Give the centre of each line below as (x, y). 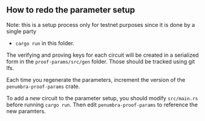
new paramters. (26, 111)
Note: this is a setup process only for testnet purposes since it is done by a (101, 24)
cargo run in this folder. (45, 43)
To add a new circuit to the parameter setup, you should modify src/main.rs (102, 98)
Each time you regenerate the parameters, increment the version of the (96, 79)
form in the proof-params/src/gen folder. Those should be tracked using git (101, 61)
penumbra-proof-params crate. (43, 86)
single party (21, 31)
